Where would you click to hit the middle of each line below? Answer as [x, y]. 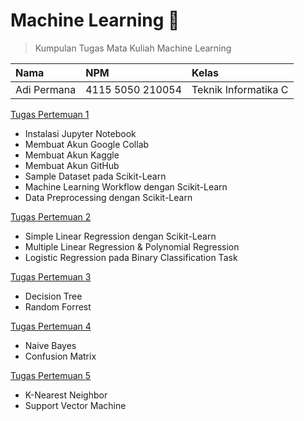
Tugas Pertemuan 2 [51, 216]
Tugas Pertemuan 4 [51, 326]
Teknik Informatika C [240, 89]
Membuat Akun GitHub [72, 165]
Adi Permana [46, 89]
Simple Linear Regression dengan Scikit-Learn [120, 236]
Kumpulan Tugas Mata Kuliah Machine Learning [133, 48]
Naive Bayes [50, 345]
